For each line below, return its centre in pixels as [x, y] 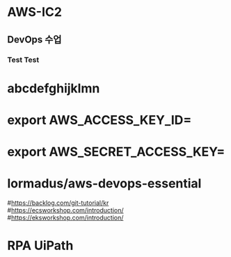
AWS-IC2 [35, 12]
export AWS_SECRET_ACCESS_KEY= [116, 152]
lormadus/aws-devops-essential [104, 184]
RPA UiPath [40, 246]
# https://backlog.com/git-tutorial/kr [58, 203]
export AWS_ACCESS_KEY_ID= [99, 120]
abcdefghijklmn [54, 88]
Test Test [23, 60]
